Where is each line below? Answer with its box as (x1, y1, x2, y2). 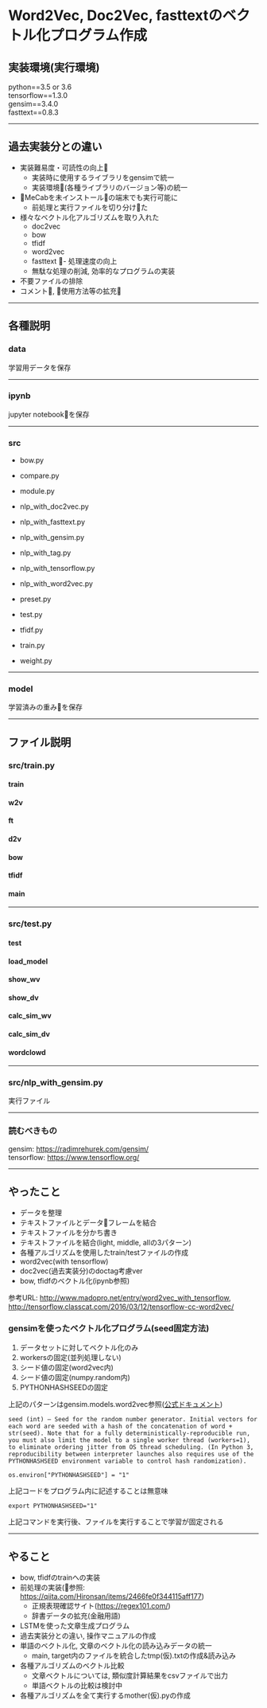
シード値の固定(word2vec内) (19, 1362, 114, 1372)
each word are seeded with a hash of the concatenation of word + (8, 1422, 233, 1430)
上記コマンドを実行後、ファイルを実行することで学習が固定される (8, 1517, 224, 1526)
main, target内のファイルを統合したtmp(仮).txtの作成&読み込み (31, 1651, 236, 1660)
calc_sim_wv (8, 1011, 52, 1021)
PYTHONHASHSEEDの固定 (19, 1382, 109, 1392)
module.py (19, 487, 56, 496)
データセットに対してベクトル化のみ (19, 1343, 139, 1352)
